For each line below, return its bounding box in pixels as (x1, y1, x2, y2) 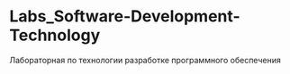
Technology (9, 25, 101, 45)
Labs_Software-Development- (9, 6, 240, 27)
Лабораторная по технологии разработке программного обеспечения (9, 54, 281, 65)
